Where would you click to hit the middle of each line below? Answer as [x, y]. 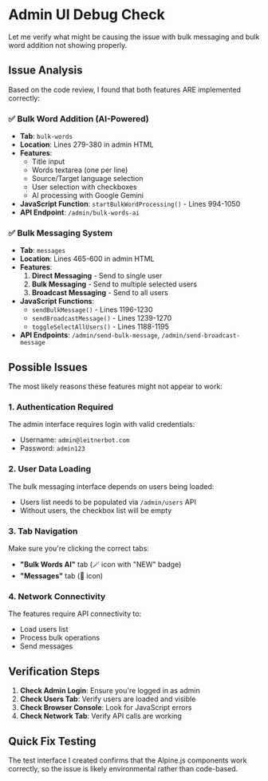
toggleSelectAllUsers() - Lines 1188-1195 [100, 327]
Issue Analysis [45, 71]
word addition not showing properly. [68, 45]
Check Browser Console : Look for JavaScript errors [106, 708]
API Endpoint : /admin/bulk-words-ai [79, 212]
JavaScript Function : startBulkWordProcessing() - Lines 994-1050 [130, 204]
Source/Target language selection [87, 179]
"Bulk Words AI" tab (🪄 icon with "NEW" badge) [100, 565]
